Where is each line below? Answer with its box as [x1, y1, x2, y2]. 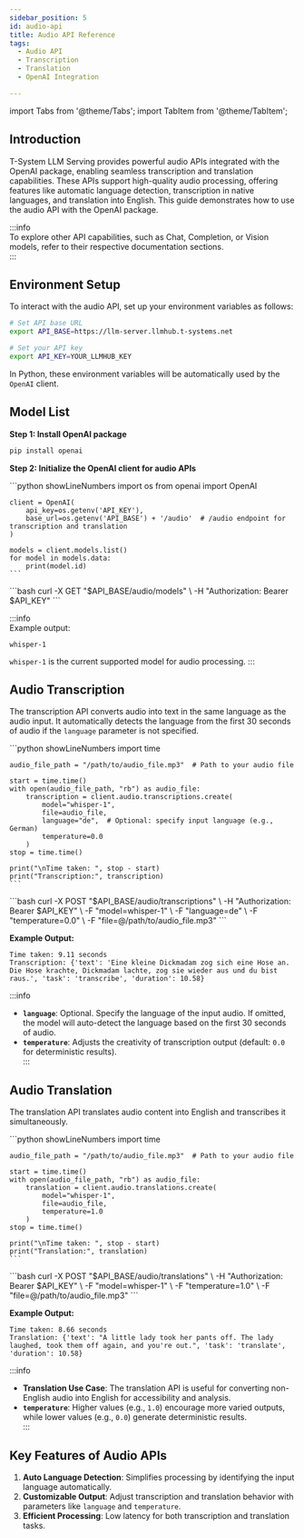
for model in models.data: [9, 554, 112, 563]
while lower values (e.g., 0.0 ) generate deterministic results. [22, 1412, 248, 1423]
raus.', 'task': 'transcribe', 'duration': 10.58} [9, 974, 205, 984]
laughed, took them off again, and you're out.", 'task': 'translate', [9, 1342, 286, 1351]
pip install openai [9, 446, 83, 455]
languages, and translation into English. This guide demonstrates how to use [9, 195, 295, 205]
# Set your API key [9, 344, 83, 353]
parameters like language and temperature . [22, 1501, 181, 1512]
